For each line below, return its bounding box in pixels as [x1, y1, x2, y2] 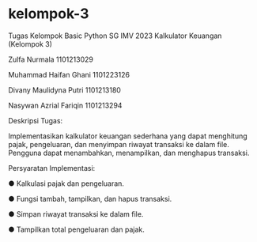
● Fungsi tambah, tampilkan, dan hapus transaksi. [8, 194, 172, 203]
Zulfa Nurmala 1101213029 [8, 55, 93, 64]
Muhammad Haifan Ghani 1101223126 [8, 70, 130, 79]
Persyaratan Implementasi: [8, 163, 96, 172]
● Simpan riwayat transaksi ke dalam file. [8, 209, 144, 218]
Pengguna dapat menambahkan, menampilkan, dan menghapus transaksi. [8, 148, 250, 157]
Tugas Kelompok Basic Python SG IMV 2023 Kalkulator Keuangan [8, 31, 222, 40]
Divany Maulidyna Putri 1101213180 [8, 85, 121, 95]
